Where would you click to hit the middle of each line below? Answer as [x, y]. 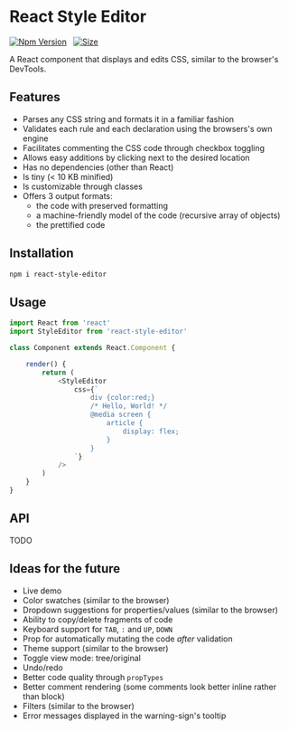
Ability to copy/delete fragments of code [98, 619]
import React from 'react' [60, 323]
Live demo [42, 591]
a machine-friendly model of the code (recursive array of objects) [158, 215]
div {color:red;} [122, 398]
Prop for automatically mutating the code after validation [127, 639]
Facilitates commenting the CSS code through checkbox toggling [143, 147]
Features [35, 97]
